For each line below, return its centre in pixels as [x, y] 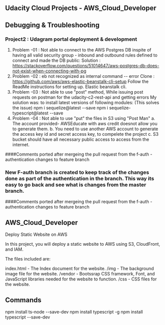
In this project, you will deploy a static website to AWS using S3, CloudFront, [83, 244]
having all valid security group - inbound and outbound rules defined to [85, 55]
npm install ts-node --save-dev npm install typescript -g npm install [74, 312]
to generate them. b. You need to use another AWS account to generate [85, 129]
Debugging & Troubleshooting [52, 25]
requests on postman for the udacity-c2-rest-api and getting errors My [84, 97]
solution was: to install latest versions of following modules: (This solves [86, 103]
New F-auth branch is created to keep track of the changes [77, 172]
